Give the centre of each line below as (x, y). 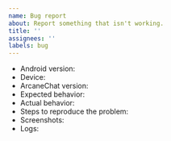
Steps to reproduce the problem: (74, 112)
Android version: (48, 68)
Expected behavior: (52, 94)
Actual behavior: (47, 103)
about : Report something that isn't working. (86, 23)
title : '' (25, 31)
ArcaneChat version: (54, 86)
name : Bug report (38, 16)
